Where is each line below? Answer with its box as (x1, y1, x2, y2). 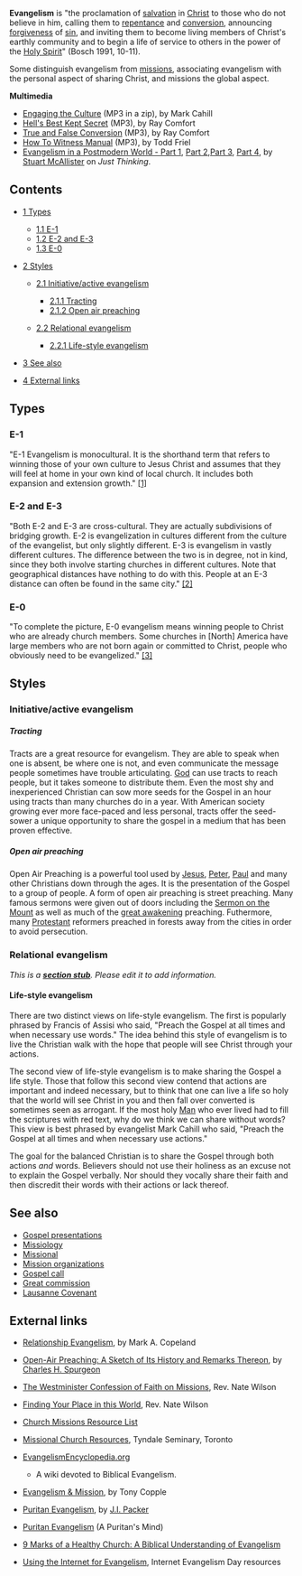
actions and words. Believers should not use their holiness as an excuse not (9, 1160, 291, 1170)
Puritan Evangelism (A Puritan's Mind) (22, 1522, 164, 1533)
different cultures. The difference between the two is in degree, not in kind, (9, 549, 288, 560)
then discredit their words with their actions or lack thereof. (9, 1179, 230, 1190)
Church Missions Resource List (22, 1417, 138, 1428)
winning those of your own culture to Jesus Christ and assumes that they (9, 458, 281, 469)
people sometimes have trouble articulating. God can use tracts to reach (9, 768, 278, 779)
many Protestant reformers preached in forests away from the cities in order (9, 917, 292, 928)
